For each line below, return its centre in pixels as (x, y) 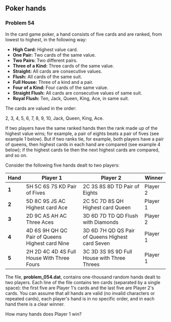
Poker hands (26, 8)
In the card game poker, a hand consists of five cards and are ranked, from (84, 34)
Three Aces (40, 222)
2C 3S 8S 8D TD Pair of (111, 186)
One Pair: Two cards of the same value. (54, 55)
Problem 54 (20, 23)
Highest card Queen (107, 208)
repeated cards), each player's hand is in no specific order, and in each (80, 298)
